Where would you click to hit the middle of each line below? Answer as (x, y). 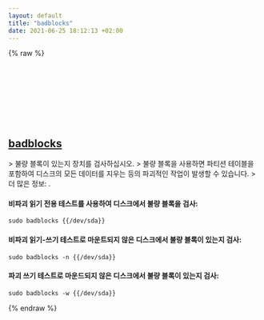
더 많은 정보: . (30, 184)
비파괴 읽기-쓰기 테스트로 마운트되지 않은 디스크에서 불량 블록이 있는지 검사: (125, 239)
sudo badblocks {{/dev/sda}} (57, 221)
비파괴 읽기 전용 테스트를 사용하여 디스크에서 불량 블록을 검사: (103, 203)
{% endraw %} (33, 308)
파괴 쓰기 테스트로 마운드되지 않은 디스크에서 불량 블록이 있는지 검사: (114, 276)
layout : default (35, 16)
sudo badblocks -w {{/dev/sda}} (62, 293)
